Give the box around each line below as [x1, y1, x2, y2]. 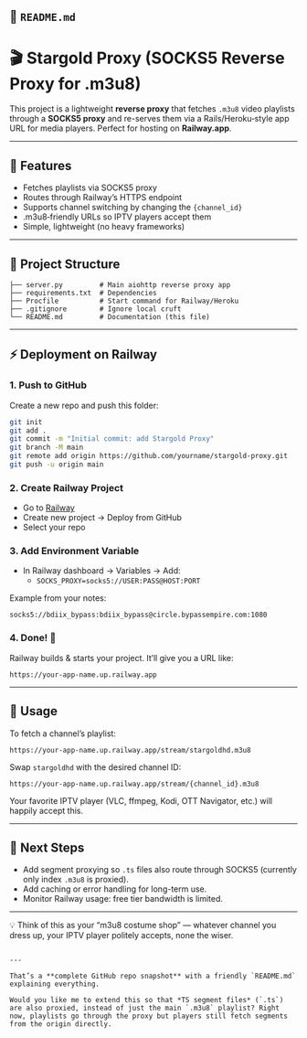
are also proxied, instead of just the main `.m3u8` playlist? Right [9, 1003, 281, 1013]
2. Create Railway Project [9, 481, 123, 494]
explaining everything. [9, 979, 101, 989]
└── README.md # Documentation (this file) [9, 312, 210, 321]
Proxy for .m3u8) [9, 73, 142, 94]
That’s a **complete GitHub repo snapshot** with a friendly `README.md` [9, 971, 297, 981]
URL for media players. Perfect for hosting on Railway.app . [9, 123, 232, 134]
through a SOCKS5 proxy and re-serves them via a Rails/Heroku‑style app [9, 113, 290, 124]
